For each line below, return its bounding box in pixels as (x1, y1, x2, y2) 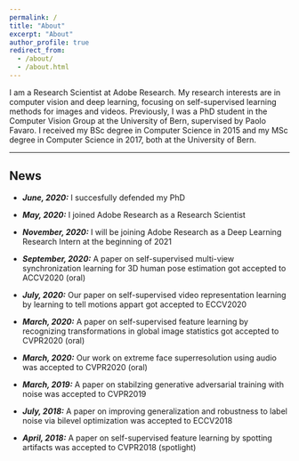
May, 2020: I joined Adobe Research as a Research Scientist (21, 209, 246, 220)
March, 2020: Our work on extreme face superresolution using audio (21, 352, 278, 363)
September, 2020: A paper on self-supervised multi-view (21, 253, 234, 263)
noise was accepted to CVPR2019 (21, 388, 147, 399)
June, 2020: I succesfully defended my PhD (21, 192, 185, 203)
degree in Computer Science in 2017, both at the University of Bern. (9, 134, 256, 145)
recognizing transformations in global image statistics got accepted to (21, 326, 279, 336)
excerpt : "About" (9, 29, 74, 38)
